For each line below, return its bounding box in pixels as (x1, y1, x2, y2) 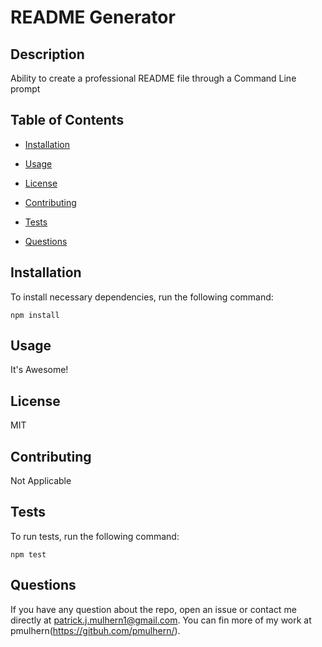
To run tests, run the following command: (10, 530, 180, 542)
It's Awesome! (10, 364, 69, 376)
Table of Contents (10, 112, 125, 129)
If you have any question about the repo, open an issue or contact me (10, 603, 297, 615)
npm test (10, 549, 47, 560)
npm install (10, 310, 60, 320)
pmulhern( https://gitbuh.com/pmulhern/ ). (10, 624, 181, 636)
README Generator (10, 6, 176, 29)
